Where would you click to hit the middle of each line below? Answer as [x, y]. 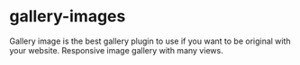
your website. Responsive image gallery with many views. [116, 50]
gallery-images [68, 16]
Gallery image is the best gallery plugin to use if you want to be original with [150, 41]
